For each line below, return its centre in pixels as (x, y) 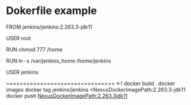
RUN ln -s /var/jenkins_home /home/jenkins (59, 61)
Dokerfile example (52, 11)
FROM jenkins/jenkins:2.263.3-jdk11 (49, 27)
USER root (18, 38)
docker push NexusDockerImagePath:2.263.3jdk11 (67, 96)
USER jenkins (22, 72)
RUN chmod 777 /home (34, 49)
